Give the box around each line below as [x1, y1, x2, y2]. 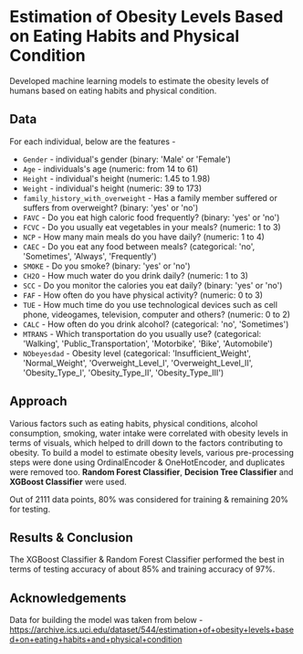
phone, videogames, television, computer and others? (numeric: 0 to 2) [22, 309, 290, 320]
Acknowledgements [9, 590, 127, 606]
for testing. [9, 503, 51, 514]
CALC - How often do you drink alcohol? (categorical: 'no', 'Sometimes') [22, 318, 289, 330]
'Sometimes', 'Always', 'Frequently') [22, 250, 157, 261]
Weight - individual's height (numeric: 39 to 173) [22, 183, 203, 194]
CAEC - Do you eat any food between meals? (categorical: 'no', [22, 240, 256, 252]
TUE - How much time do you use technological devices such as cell [22, 299, 278, 310]
